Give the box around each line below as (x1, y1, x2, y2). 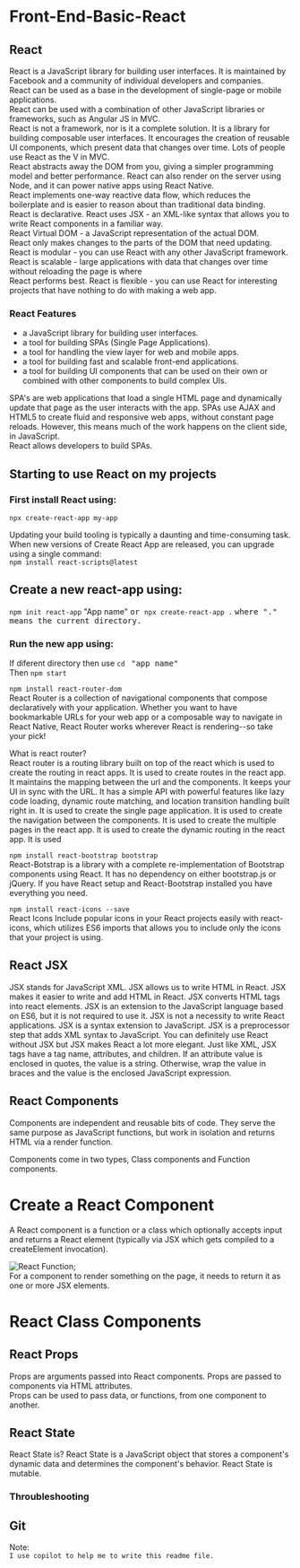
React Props (9, 1347, 79, 1363)
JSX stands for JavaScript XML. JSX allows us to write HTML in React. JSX (9, 981, 287, 992)
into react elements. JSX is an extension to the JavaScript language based (9, 1000, 284, 1011)
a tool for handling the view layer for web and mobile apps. (21, 347, 240, 358)
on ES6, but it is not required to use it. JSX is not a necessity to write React (9, 1010, 285, 1021)
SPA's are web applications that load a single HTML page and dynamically (9, 393, 282, 404)
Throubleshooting (9, 1491, 90, 1503)
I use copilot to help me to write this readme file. (9, 1552, 215, 1561)
